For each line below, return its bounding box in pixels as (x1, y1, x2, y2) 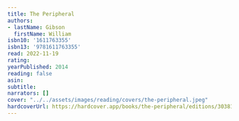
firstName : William (14, 30, 72, 38)
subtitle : (7, 83, 37, 90)
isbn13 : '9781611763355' (7, 43, 81, 51)
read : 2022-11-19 (7, 51, 59, 58)
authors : (7, 17, 33, 24)
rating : (7, 57, 31, 64)
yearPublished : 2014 (7, 63, 69, 70)
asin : (7, 76, 23, 84)
